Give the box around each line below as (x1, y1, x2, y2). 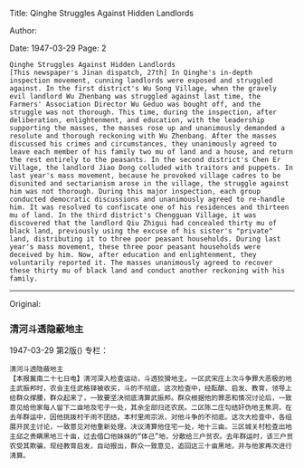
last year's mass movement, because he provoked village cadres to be (9, 171, 281, 180)
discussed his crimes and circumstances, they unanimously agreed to (9, 139, 278, 148)
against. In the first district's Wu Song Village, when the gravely (9, 84, 278, 93)
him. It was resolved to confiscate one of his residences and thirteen (9, 203, 290, 212)
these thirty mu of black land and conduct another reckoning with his (9, 266, 285, 275)
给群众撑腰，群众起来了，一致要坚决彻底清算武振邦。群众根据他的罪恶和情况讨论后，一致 (9, 394, 292, 403)
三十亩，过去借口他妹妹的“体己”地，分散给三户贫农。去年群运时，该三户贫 (56, 432, 294, 442)
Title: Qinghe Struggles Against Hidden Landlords (9, 8, 195, 18)
